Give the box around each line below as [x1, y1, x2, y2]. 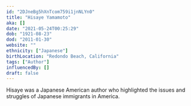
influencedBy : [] [6, 64, 50, 71]
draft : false [6, 70, 39, 76]
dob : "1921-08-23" [6, 31, 52, 37]
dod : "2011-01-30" [6, 37, 52, 43]
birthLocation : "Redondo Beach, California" [6, 53, 119, 59]
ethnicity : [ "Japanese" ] [6, 48, 68, 54]
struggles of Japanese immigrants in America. [6, 93, 120, 100]
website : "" [6, 43, 36, 49]
